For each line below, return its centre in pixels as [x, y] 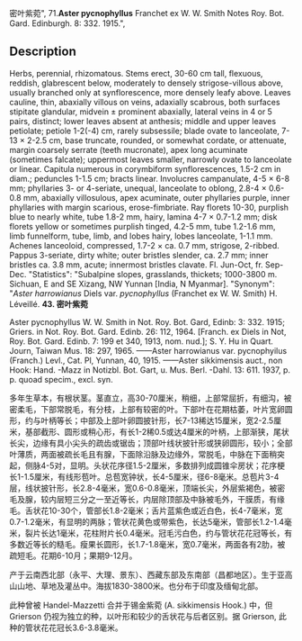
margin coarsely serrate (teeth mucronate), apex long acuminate [129, 149]
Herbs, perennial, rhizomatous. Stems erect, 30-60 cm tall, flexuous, [136, 73]
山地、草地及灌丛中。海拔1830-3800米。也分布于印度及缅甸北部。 [140, 586]
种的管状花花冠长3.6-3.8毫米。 [66, 627]
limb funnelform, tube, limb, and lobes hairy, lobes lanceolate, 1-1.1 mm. [141, 236]
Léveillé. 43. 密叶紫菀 [49, 303]
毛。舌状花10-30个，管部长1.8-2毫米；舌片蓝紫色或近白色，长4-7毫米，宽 [146, 510]
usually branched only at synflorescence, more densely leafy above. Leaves [150, 92]
